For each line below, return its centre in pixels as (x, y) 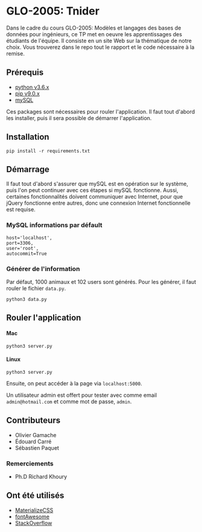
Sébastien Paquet (37, 447)
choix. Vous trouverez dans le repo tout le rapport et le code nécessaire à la (100, 47)
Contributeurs (33, 421)
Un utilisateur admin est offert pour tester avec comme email (82, 395)
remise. (16, 53)
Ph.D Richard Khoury (41, 476)
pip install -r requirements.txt (48, 151)
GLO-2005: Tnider (53, 11)
